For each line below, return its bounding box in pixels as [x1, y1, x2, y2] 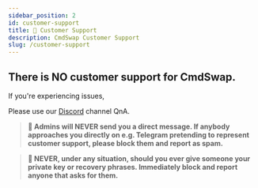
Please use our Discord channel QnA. [8, 106, 131, 115]
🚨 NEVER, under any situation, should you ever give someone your [27, 153, 251, 163]
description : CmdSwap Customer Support [8, 33, 140, 42]
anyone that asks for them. [27, 171, 119, 180]
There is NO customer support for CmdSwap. [8, 70, 236, 84]
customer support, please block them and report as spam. [27, 138, 223, 148]
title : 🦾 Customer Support [8, 26, 97, 34]
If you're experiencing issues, [8, 91, 105, 100]
